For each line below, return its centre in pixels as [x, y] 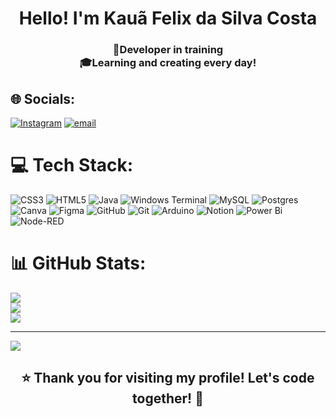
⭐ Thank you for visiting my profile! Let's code [168, 378]
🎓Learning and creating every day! [168, 63]
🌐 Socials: [43, 98]
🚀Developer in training [168, 50]
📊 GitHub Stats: [78, 263]
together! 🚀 [168, 398]
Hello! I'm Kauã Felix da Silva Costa [168, 18]
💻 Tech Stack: [72, 165]
